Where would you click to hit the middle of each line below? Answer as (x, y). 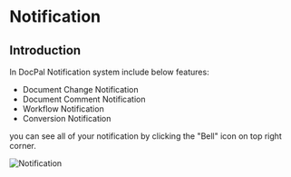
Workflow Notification (63, 109)
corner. (23, 146)
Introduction (45, 50)
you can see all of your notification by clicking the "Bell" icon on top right (146, 136)
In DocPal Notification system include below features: (110, 72)
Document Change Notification (80, 89)
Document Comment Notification (84, 99)
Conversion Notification (67, 118)
